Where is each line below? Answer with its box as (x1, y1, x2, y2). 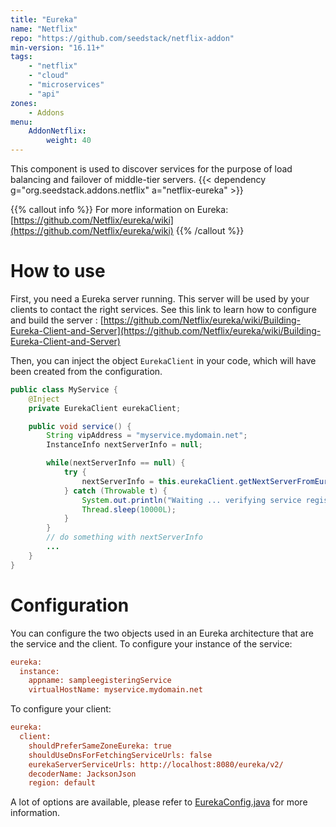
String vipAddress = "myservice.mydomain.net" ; (46, 431, 248, 441)
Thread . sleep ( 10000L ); (81, 504, 177, 515)
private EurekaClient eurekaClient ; (28, 403, 182, 413)
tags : (10, 52, 33, 62)
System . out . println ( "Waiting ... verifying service (81, 495, 302, 505)
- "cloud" (28, 71, 70, 81)
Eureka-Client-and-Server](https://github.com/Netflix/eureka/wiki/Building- (10, 324, 322, 336)
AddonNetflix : (28, 126, 87, 136)
